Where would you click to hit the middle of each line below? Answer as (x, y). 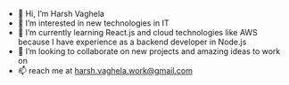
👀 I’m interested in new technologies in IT (93, 23)
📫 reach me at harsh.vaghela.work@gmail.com (105, 70)
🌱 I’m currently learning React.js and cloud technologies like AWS (138, 32)
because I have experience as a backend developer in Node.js (132, 42)
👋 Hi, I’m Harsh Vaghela (61, 14)
